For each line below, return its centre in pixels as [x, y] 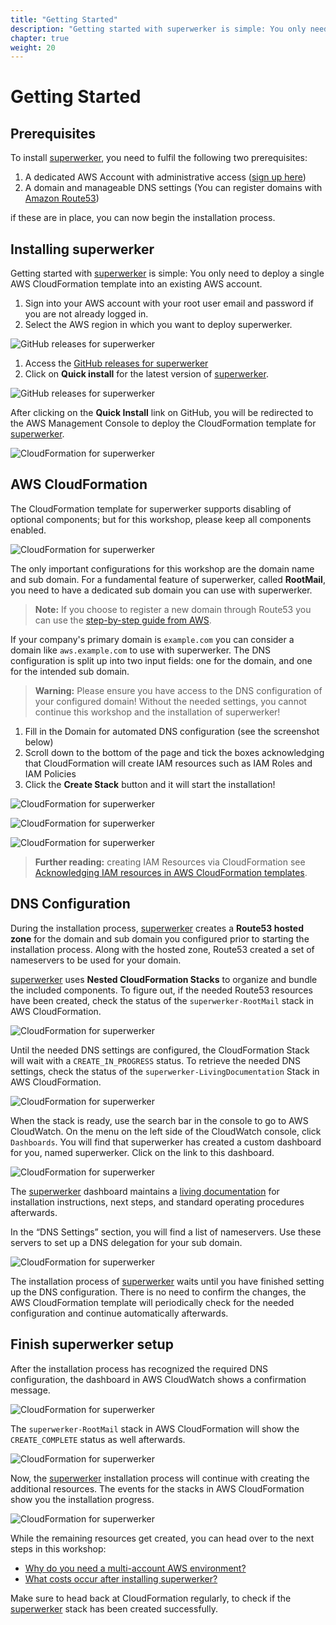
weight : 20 [33, 47]
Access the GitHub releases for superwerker [116, 363]
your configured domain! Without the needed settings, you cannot [170, 701]
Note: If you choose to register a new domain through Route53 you [173, 609]
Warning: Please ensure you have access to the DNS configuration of [178, 690]
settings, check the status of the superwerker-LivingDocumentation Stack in [165, 1071]
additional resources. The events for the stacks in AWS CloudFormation [157, 1488]
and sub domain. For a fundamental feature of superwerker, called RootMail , [168, 579]
